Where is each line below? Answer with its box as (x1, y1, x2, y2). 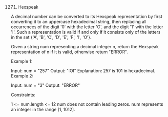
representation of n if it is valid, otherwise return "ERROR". (11, 49, 128, 55)
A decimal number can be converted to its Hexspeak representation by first (11, 14, 162, 19)
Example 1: (11, 58, 33, 64)
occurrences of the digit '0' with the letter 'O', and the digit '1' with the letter (11, 24, 164, 30)
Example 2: (11, 73, 34, 78)
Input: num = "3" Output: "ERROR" (11, 82, 80, 88)
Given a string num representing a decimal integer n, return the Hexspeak (11, 44, 159, 49)
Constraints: (11, 92, 36, 97)
